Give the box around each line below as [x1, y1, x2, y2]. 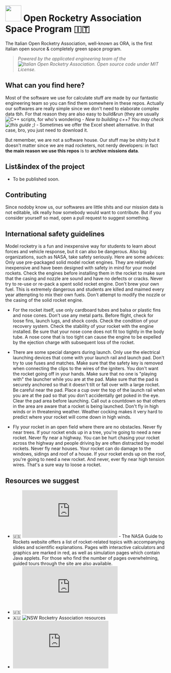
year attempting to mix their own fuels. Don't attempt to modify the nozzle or [5, 292, 166, 298]
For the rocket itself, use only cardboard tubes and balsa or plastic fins [12, 307, 161, 313]
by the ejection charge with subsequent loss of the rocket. [12, 340, 135, 346]
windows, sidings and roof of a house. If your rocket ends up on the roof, [12, 451, 166, 457]
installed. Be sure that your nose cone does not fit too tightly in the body [12, 328, 164, 335]
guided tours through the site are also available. [12, 561, 113, 566]
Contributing [5, 191, 47, 199]
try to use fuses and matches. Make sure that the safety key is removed [12, 360, 163, 366]
